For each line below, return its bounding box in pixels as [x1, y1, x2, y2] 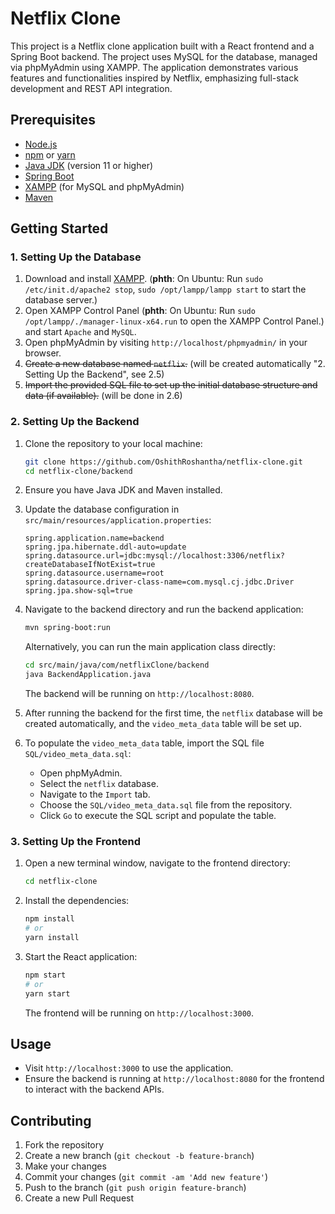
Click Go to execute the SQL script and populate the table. [39, 810, 277, 822]
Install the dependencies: [24, 895, 130, 907]
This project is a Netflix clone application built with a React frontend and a [10, 40, 315, 52]
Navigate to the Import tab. [39, 788, 151, 801]
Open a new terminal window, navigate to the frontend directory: [24, 857, 291, 869]
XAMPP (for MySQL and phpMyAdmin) [24, 180, 185, 192]
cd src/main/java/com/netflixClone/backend [24, 660, 210, 671]
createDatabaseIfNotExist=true [24, 560, 156, 570]
